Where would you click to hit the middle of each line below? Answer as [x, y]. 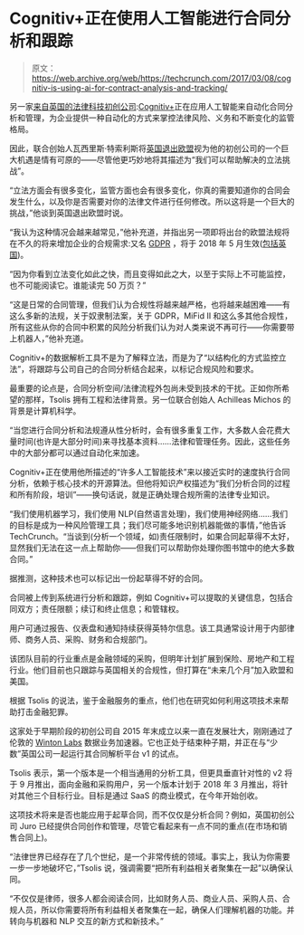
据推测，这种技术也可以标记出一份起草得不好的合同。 [109, 578]
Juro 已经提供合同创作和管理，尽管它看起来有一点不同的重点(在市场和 [149, 825]
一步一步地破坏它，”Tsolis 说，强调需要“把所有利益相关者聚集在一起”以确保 [147, 868]
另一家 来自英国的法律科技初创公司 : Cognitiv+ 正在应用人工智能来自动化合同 [147, 106]
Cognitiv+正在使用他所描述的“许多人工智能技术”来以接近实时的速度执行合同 [150, 472]
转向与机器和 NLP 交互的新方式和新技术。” [87, 921]
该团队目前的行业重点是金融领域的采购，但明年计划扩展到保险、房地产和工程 [152, 658]
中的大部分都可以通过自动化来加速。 [77, 453]
